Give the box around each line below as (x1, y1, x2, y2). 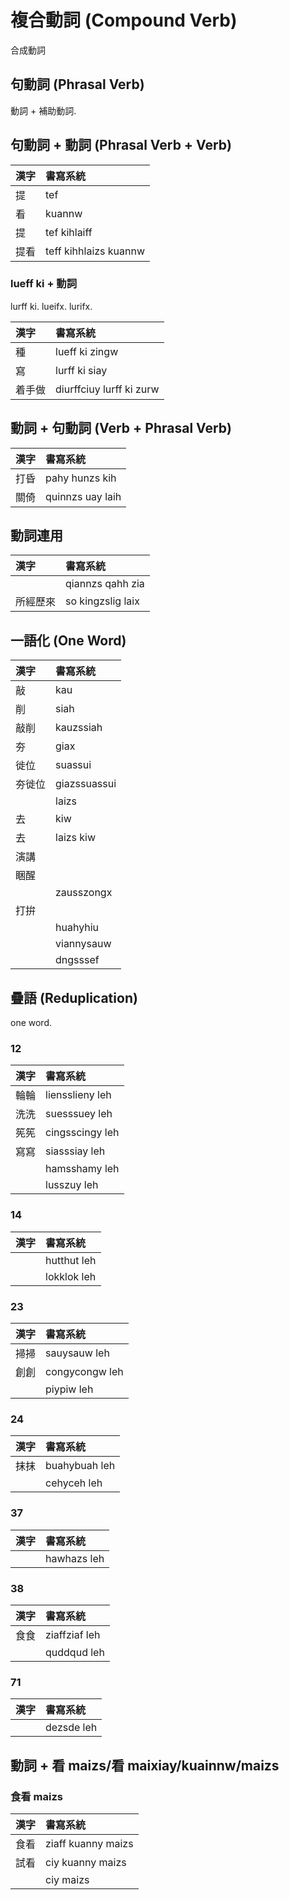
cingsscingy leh (45, 1126, 120, 1140)
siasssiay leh (45, 1144, 106, 1158)
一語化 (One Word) (10, 632, 127, 649)
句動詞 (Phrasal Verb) (10, 76, 145, 93)
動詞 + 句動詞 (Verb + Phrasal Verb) (10, 420, 233, 437)
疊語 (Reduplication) (10, 989, 138, 1006)
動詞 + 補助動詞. (10, 104, 77, 116)
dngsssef (55, 953, 100, 967)
